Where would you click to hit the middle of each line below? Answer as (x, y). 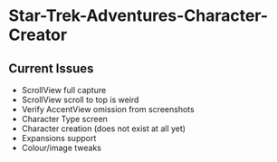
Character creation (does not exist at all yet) (104, 129)
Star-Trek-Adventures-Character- (138, 16)
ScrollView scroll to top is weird (80, 100)
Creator (38, 35)
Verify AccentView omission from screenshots (108, 109)
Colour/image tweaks (61, 148)
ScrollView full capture (64, 90)
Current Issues (51, 68)
